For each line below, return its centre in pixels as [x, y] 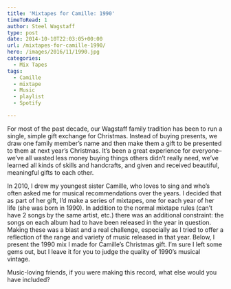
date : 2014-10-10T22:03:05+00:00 [55, 39]
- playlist [29, 97]
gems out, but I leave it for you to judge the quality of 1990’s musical [104, 251]
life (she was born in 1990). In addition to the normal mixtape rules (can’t [110, 208]
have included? [29, 279]
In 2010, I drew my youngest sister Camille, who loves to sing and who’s [109, 186]
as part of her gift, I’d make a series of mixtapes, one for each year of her [111, 200]
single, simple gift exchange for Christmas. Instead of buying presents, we [112, 136]
